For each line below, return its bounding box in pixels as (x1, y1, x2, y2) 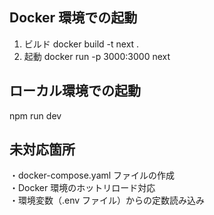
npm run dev (9, 109, 62, 122)
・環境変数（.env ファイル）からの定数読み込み (9, 194, 206, 207)
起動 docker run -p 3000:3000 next (23, 50, 171, 62)
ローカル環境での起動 (9, 83, 141, 100)
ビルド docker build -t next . (23, 38, 140, 50)
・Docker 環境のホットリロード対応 (9, 182, 156, 194)
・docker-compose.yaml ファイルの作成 (9, 169, 176, 182)
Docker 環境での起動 (9, 9, 138, 27)
